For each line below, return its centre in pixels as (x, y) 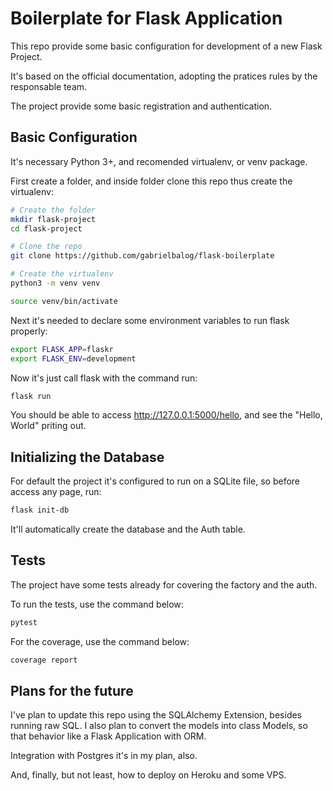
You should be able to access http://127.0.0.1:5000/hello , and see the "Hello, (166, 415)
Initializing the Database (87, 457)
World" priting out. (48, 426)
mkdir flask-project (53, 219)
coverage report (44, 660)
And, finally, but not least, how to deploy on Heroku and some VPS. (148, 775)
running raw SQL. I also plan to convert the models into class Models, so (159, 726)
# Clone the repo (46, 247)
